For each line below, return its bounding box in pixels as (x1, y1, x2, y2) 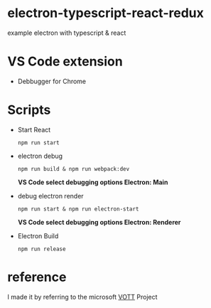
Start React (17, 125, 51, 134)
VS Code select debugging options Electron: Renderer (17, 218, 181, 226)
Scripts (7, 102, 51, 118)
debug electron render (17, 191, 84, 200)
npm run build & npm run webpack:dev (17, 165, 130, 172)
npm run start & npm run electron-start (17, 205, 139, 213)
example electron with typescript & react (7, 28, 126, 37)
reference (7, 269, 67, 285)
